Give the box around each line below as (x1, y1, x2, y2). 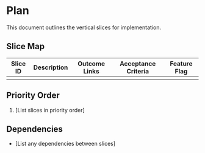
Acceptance (120, 59, 156, 67)
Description (33, 63, 68, 72)
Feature (170, 59, 193, 67)
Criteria (126, 67, 149, 75)
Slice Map (6, 41, 45, 52)
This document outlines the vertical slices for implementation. (6, 24, 162, 31)
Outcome (77, 59, 106, 67)
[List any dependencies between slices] (15, 140, 116, 148)
